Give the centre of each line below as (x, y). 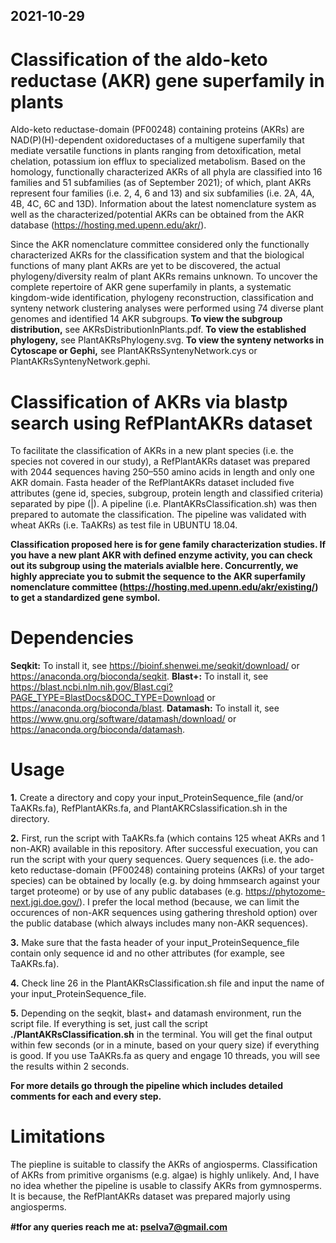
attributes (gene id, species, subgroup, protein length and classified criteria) (167, 493)
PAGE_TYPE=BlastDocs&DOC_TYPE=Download (107, 698)
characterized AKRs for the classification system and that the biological (157, 255)
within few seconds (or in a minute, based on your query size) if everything (165, 1045)
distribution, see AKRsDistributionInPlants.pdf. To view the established (158, 330)
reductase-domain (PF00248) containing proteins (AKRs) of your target (177, 870)
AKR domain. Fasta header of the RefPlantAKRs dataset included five (152, 483)
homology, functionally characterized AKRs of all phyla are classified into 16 (166, 172)
